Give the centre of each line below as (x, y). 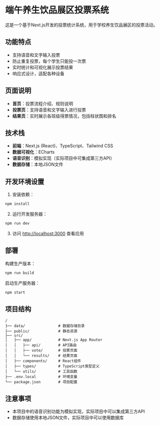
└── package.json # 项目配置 (41, 382)
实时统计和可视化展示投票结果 (42, 67)
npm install (17, 204)
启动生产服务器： (22, 283)
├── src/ (14, 336)
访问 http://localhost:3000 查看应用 (48, 233)
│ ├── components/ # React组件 (43, 361)
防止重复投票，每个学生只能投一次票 (49, 61)
